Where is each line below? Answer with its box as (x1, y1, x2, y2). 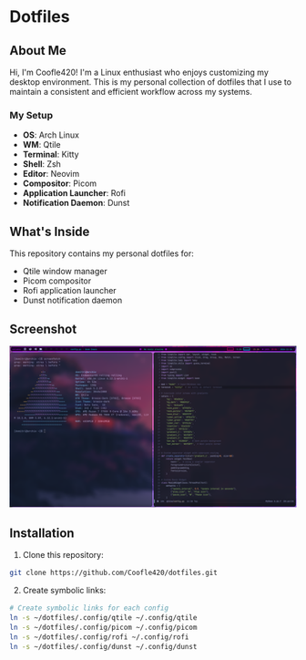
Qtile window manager (22, 266, 107, 277)
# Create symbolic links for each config (9, 603, 169, 613)
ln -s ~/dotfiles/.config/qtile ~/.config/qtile (9, 613, 198, 622)
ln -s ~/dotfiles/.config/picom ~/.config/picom (9, 623, 198, 632)
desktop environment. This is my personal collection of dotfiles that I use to (9, 77, 292, 88)
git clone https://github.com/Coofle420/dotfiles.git (9, 568, 219, 578)
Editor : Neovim (22, 169, 80, 180)
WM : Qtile (22, 139, 61, 150)
